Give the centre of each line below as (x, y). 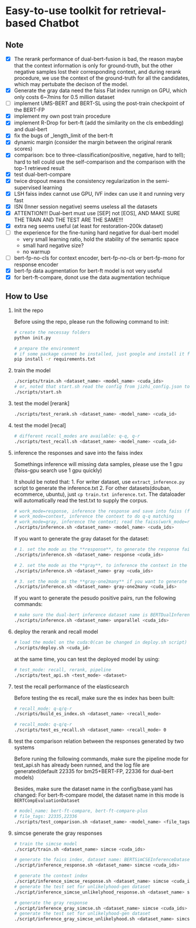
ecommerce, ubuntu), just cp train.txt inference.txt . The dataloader (99, 494)
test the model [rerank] (42, 403)
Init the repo (28, 310)
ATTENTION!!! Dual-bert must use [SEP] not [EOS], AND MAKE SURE (97, 213)
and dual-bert (30, 130)
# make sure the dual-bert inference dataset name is (81, 615)
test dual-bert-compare (42, 174)
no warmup (37, 251)
